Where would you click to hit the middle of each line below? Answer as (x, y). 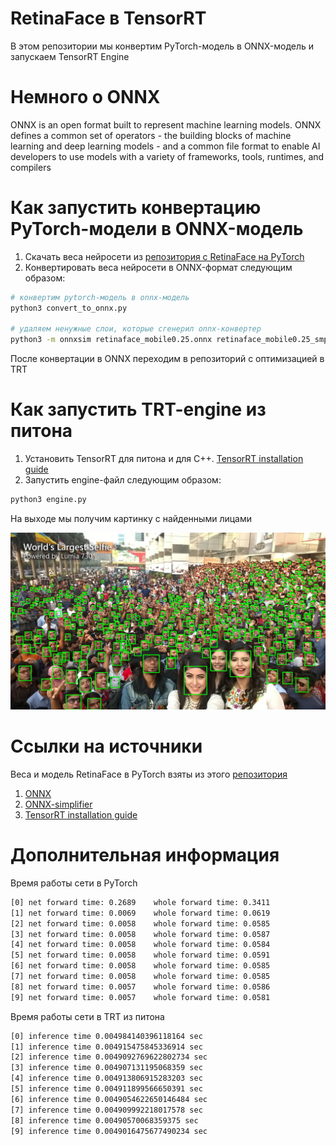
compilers (31, 167)
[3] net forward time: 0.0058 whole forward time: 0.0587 (140, 934)
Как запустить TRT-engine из (138, 409)
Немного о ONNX (85, 97)
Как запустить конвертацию (136, 208)
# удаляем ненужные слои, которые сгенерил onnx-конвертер (136, 329)
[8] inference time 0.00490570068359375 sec (104, 1120)
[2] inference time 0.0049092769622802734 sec (109, 1057)
